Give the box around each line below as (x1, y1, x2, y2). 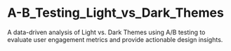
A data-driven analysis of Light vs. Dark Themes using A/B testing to (7, 28, 206, 36)
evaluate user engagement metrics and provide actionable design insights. (7, 35, 223, 43)
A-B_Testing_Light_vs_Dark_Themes (7, 5, 225, 21)
